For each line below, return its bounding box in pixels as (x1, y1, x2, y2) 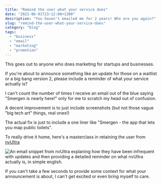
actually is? (5, 81, 28, 86)
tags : (5, 30, 16, 34)
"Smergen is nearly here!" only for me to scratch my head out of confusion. (5, 95, 157, 101)
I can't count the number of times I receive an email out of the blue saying (5, 90, 154, 96)
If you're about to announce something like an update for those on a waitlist (5, 70, 157, 76)
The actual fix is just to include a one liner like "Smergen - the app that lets (5, 119, 155, 125)
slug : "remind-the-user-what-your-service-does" (5, 20, 106, 26)
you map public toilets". (5, 124, 52, 130)
